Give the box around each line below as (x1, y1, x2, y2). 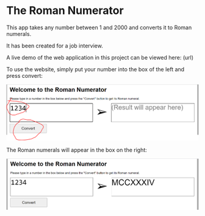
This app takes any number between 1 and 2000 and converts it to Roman (6, 24, 192, 31)
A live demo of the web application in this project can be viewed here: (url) (6, 54, 194, 61)
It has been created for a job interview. (6, 42, 104, 49)
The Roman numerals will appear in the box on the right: (6, 147, 148, 154)
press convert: (6, 72, 43, 79)
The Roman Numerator (6, 4, 124, 18)
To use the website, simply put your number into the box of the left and (6, 65, 185, 73)
